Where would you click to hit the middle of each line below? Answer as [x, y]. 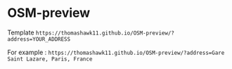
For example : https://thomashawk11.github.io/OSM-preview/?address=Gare [116, 52]
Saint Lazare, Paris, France [50, 59]
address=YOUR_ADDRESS [39, 39]
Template [21, 32]
